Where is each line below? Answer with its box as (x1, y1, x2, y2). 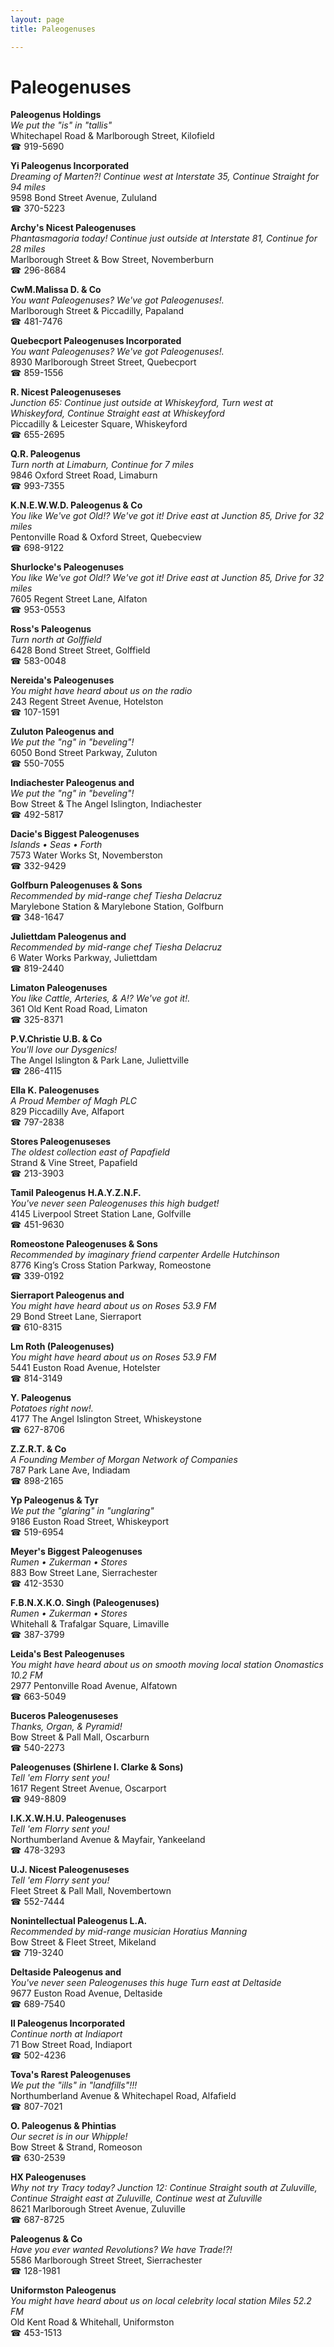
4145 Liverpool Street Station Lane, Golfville (10, 1208, 192, 1220)
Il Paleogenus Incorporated (10, 2017, 126, 2030)
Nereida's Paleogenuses (10, 674, 115, 686)
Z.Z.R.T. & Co (10, 1443, 67, 1455)
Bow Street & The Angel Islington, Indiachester (10, 798, 202, 810)
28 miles (10, 243, 46, 255)
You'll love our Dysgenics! (10, 1044, 118, 1056)
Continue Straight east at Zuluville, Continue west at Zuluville (10, 2192, 263, 2205)
